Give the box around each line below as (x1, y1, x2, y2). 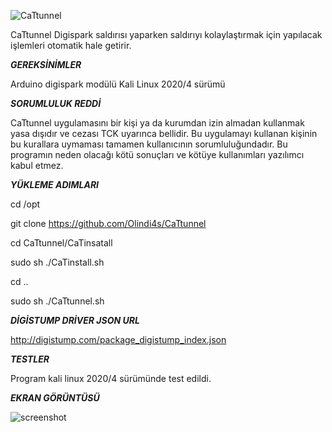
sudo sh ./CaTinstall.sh (10, 256, 105, 268)
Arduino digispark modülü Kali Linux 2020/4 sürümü (10, 78, 226, 90)
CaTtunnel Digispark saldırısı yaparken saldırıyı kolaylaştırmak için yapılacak (10, 29, 323, 40)
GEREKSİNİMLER (10, 59, 82, 70)
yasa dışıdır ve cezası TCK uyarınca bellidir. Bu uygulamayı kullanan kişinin (10, 128, 318, 139)
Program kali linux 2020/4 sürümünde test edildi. (10, 373, 212, 384)
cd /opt (10, 198, 41, 210)
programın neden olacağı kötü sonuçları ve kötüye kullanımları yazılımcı (10, 149, 305, 160)
